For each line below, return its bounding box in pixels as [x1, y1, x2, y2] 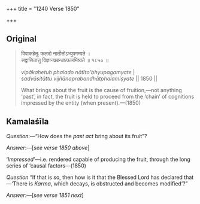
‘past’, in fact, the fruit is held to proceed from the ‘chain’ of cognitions [20, 93, 195, 100]
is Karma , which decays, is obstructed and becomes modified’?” [29, 179, 188, 187]
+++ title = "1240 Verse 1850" [6, 5, 80, 12]
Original [6, 34, 37, 44]
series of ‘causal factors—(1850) [6, 162, 87, 169]
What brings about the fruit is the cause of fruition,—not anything [20, 86, 183, 93]
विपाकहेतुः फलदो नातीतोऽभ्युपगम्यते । [20, 50, 91, 57]
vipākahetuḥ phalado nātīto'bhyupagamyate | [20, 68, 135, 75]
